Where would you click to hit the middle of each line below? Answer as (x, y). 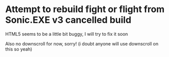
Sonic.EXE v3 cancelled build (68, 20)
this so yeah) (19, 49)
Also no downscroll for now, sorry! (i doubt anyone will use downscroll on (82, 43)
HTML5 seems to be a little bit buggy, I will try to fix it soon (67, 34)
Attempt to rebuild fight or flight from (85, 9)
